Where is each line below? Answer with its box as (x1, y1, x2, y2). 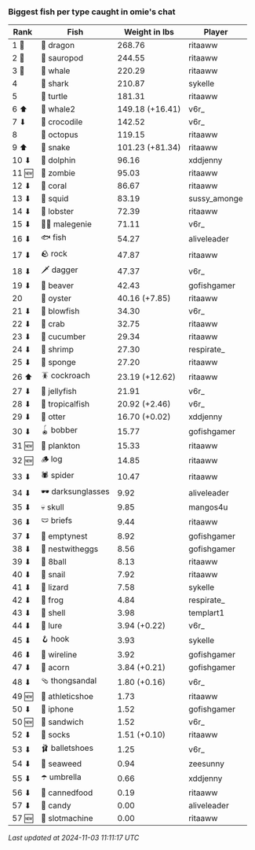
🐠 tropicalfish (40, 399, 90, 410)
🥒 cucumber (40, 331, 86, 342)
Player (203, 27, 228, 38)
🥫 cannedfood (40, 787, 93, 798)
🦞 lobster (40, 206, 75, 217)
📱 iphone (40, 704, 74, 715)
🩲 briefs (40, 515, 73, 526)
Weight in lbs (124, 27, 175, 38)
